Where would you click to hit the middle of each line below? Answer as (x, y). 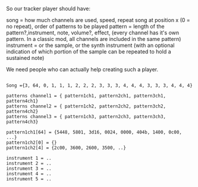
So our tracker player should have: (48, 9)
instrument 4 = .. (29, 174)
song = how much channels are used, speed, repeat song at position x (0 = (98, 20)
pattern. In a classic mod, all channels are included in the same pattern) (94, 39)
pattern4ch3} (22, 122)
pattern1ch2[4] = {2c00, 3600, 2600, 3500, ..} (66, 148)
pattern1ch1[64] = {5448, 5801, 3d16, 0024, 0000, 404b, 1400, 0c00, (94, 132)
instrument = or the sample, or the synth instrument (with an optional (90, 45)
